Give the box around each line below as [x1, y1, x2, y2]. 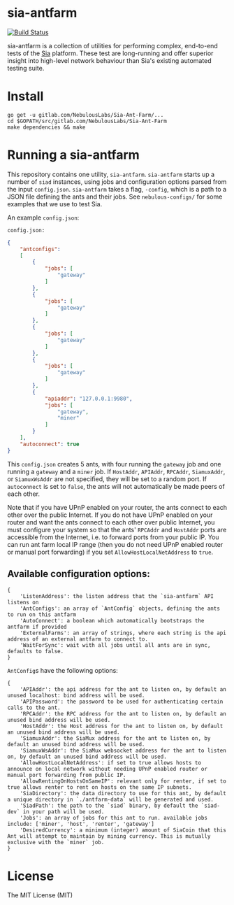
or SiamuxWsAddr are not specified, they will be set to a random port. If [7, 474, 207, 483]
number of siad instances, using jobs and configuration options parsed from [7, 177, 227, 186]
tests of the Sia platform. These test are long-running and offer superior [7, 49, 214, 57]
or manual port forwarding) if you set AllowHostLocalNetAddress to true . [7, 548, 214, 556]
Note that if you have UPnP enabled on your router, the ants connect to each [7, 503, 227, 511]
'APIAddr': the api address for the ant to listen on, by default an [20, 685, 227, 693]
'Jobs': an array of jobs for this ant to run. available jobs [20, 814, 208, 821]
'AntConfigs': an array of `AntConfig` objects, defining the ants [20, 605, 220, 612]
